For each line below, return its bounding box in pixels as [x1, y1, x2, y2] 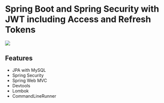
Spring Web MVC [12, 77, 47, 83]
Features [5, 54, 33, 62]
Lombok [12, 88, 29, 94]
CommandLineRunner [12, 93, 56, 99]
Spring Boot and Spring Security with [5, 3, 159, 15]
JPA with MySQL [12, 67, 47, 73]
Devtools [12, 82, 30, 88]
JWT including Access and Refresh [5, 14, 151, 25]
